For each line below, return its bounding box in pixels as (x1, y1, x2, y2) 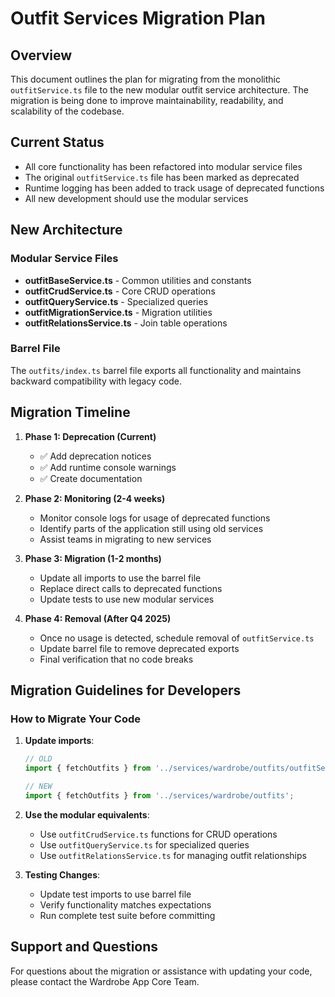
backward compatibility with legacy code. (10, 375, 183, 387)
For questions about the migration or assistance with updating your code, (10, 965, 313, 977)
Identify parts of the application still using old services (39, 522, 264, 534)
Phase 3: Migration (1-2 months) (24, 552, 162, 564)
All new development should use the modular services (24, 192, 249, 204)
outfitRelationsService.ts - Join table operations (24, 317, 228, 329)
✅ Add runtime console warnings (39, 461, 177, 473)
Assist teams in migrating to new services (39, 533, 212, 545)
